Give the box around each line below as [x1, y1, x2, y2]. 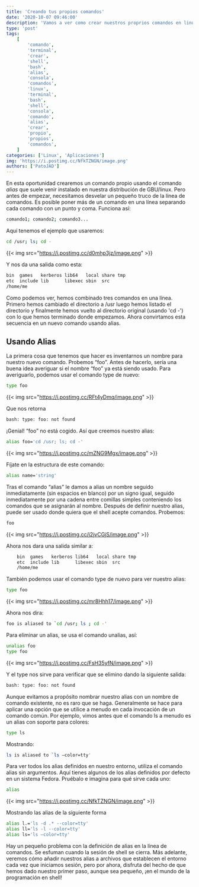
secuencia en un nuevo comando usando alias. [6, 319, 121, 327]
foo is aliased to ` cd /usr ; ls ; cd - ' [6, 621, 108, 627]
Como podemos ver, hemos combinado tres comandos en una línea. [6, 294, 173, 301]
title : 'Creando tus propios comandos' [6, 8, 105, 15]
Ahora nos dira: [6, 610, 44, 617]
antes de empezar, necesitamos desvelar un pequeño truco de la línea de [6, 192, 185, 200]
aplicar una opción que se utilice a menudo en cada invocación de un [6, 705, 176, 713]
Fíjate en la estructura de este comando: [6, 461, 105, 468]
